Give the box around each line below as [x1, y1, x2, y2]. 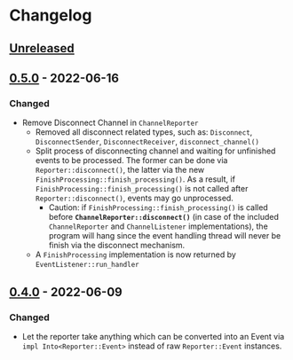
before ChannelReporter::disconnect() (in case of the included [48, 212, 280, 223]
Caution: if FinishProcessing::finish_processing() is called [48, 202, 268, 213]
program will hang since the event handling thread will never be [48, 231, 281, 241]
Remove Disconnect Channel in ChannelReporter [21, 117, 199, 129]
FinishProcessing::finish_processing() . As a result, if [35, 174, 235, 184]
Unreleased [9, 41, 75, 56]
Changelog [9, 5, 92, 26]
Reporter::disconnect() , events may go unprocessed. [35, 192, 234, 204]
